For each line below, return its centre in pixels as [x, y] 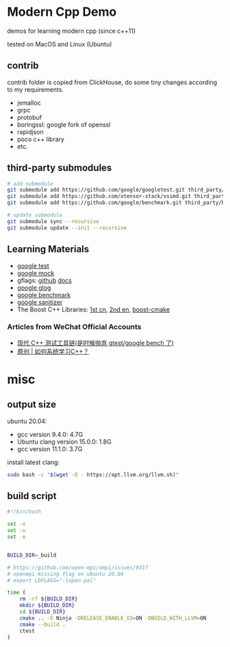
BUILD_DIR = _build [32, 555]
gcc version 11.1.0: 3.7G [50, 448]
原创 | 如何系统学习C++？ [53, 351]
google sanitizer [40, 302]
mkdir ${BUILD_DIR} [47, 606]
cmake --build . [43, 624]
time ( [16, 593]
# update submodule [35, 215]
